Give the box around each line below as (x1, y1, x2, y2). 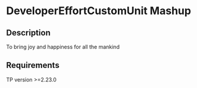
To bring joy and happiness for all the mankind (6, 43, 120, 50)
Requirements (6, 60, 60, 70)
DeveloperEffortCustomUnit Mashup (6, 4, 192, 18)
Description (6, 28, 51, 38)
